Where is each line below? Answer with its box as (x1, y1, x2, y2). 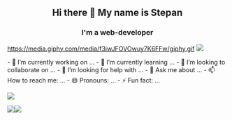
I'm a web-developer (81, 28, 154, 37)
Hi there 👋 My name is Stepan (52, 7, 183, 19)
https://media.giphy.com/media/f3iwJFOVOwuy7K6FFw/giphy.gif (7, 44, 195, 53)
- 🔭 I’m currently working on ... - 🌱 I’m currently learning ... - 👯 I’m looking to (7, 58, 226, 66)
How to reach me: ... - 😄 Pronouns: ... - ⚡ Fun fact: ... (7, 76, 161, 84)
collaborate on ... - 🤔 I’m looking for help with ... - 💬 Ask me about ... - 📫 (7, 65, 215, 74)
